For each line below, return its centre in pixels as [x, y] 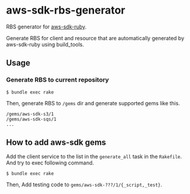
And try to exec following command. [50, 163]
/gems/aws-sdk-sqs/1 [32, 119]
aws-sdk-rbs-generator [66, 10]
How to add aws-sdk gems [56, 143]
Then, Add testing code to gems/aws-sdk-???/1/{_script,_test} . [84, 185]
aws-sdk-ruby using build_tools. [45, 44]
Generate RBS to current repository [58, 80]
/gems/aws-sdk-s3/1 [30, 114]
